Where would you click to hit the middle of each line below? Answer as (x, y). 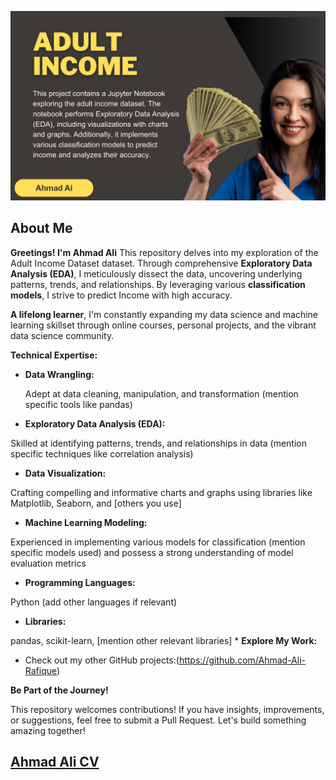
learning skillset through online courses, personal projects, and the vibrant (163, 325)
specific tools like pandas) (78, 404)
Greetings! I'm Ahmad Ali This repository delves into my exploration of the (164, 252)
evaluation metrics (48, 563)
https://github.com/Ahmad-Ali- (242, 660)
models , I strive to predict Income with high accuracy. (121, 295)
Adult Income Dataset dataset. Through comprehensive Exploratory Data (161, 263)
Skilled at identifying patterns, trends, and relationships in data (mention (158, 443)
